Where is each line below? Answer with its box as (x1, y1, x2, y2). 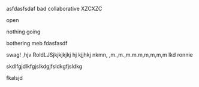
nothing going (6, 28, 41, 35)
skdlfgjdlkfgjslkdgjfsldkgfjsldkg (6, 63, 83, 70)
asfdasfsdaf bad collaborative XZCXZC (6, 5, 102, 12)
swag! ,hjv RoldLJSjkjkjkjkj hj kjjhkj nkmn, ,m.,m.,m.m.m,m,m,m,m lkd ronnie (6, 51, 193, 58)
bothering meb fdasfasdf (6, 40, 68, 46)
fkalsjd (6, 74, 23, 81)
